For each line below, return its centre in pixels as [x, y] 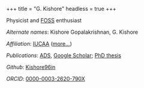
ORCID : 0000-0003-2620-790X [46, 79]
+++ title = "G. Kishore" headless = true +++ [61, 9]
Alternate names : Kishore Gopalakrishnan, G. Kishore [72, 32]
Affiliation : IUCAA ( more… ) [39, 44]
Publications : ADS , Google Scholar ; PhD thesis [64, 55]
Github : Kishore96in [31, 67]
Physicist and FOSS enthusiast [44, 20]
